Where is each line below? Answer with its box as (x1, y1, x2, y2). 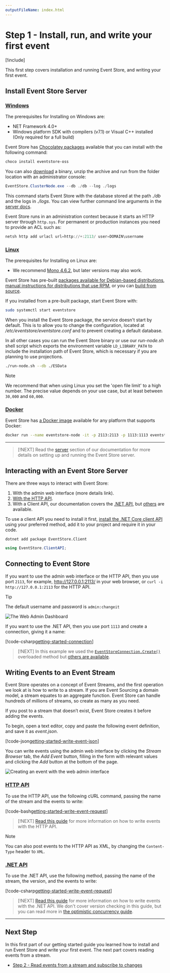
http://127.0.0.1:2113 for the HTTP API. (5, 584, 91, 590)
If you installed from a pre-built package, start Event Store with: (5, 298, 138, 304)
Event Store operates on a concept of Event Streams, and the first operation (5, 682, 163, 688)
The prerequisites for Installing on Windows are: (5, 114, 105, 120)
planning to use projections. (5, 354, 63, 360)
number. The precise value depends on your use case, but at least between (5, 388, 163, 394)
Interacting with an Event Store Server (5, 466, 128, 475)
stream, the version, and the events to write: (5, 878, 97, 884)
